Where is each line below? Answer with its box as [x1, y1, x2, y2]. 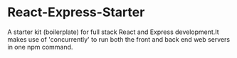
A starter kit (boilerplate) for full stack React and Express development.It [7, 28, 219, 36]
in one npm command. [7, 42, 73, 51]
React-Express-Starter [7, 4, 145, 21]
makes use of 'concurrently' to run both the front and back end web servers [7, 35, 230, 43]
